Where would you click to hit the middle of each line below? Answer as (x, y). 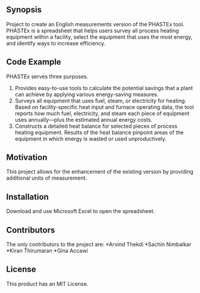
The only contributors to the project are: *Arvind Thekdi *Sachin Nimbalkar (99, 245)
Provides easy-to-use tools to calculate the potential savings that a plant (104, 88)
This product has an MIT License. (47, 283)
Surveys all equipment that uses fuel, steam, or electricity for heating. (101, 100)
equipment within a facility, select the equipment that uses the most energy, (99, 37)
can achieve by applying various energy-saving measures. (87, 94)
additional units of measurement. (47, 178)
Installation (27, 197)
